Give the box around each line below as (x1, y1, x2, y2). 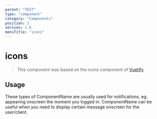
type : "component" (5, 12, 42, 17)
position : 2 (5, 20, 29, 26)
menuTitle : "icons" (5, 30, 45, 34)
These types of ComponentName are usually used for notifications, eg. (5, 93, 148, 100)
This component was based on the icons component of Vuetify (17, 67, 144, 72)
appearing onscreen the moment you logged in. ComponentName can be (5, 99, 152, 104)
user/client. (5, 109, 28, 115)
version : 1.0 (5, 25, 32, 30)
